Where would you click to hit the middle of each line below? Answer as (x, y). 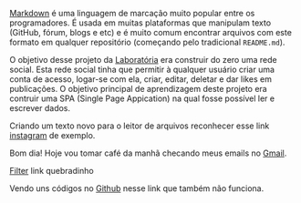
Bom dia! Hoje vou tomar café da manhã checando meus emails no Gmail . (148, 153)
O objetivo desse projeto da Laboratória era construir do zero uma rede (143, 60)
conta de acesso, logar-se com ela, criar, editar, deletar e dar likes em (140, 79)
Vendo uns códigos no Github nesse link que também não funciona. (137, 188)
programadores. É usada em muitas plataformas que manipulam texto (140, 23)
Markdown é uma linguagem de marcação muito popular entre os (132, 13)
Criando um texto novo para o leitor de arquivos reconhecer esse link (140, 126)
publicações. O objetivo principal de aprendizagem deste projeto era (138, 89)
